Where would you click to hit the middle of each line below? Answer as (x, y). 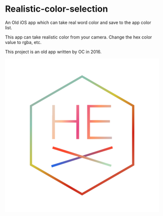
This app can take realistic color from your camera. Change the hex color (79, 37)
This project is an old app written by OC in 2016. (53, 52)
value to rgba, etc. (23, 42)
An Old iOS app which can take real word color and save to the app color (78, 22)
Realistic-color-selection (57, 9)
